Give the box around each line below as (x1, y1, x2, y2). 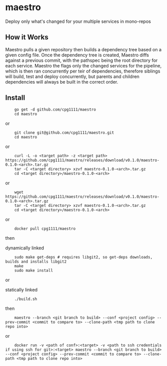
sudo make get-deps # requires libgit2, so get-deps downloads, (14, 254, 153, 260)
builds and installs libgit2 (5, 259, 67, 264)
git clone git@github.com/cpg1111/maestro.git (14, 130, 114, 135)
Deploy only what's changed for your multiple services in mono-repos (5, 18, 151, 24)
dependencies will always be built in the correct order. (5, 79, 118, 85)
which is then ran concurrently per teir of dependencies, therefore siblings (5, 68, 160, 74)
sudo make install (14, 268, 53, 273)
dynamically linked (5, 245, 45, 251)
